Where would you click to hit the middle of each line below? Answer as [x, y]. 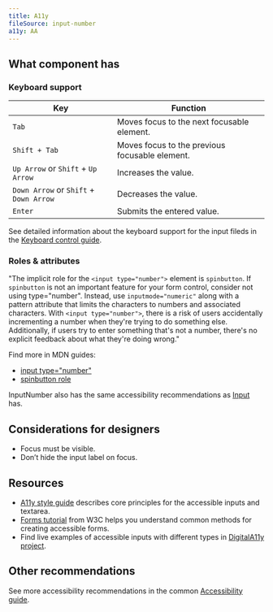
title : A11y [28, 16]
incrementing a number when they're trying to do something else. [118, 322]
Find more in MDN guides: [52, 355]
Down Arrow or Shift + [54, 190]
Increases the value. [155, 173]
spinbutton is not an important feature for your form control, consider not [131, 287]
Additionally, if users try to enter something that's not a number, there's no [133, 331]
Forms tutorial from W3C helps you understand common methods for [136, 519]
